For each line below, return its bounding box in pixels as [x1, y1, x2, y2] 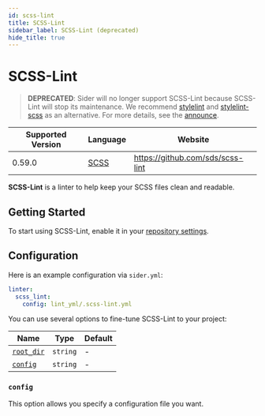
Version [31, 139, 62, 150]
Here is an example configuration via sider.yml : [8, 270, 163, 279]
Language [88, 134, 126, 145]
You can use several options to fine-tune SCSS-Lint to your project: [8, 314, 227, 324]
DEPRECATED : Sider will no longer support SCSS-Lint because [27, 94, 233, 103]
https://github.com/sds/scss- [133, 152, 244, 163]
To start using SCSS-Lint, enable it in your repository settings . [8, 227, 209, 235]
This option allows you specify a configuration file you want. [8, 399, 203, 408]
